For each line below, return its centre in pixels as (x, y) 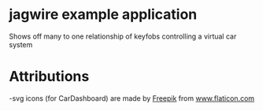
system (21, 44)
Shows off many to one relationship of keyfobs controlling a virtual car (123, 36)
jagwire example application (103, 15)
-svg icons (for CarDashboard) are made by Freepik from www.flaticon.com (132, 98)
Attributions (49, 77)
